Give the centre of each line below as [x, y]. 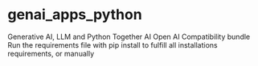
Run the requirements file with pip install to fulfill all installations [113, 45]
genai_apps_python [75, 15]
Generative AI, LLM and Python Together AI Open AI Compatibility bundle [129, 37]
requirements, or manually [51, 53]
